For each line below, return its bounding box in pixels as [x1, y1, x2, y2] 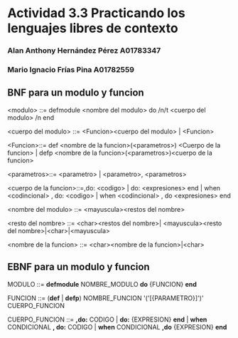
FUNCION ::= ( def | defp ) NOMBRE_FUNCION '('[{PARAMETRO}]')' [7, 294, 204, 302]
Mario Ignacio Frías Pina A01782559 [7, 65, 135, 75]
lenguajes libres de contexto [7, 20, 179, 36]
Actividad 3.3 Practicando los [7, 5, 186, 21]
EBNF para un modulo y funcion [7, 261, 151, 273]
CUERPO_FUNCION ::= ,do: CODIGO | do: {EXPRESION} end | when [7, 315, 207, 324]
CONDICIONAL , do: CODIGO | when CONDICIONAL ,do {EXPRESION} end [7, 322, 227, 331]
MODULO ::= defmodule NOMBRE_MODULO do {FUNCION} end [7, 280, 198, 288]
